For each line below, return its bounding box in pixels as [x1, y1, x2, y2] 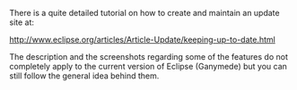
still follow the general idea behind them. [9, 70, 160, 81]
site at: [9, 17, 34, 28]
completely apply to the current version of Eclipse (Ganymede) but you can [9, 61, 287, 71]
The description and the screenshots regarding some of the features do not [9, 52, 289, 61]
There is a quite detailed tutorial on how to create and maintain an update [9, 8, 280, 18]
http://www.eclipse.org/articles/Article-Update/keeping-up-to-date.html [9, 35, 275, 45]
